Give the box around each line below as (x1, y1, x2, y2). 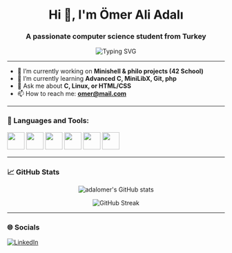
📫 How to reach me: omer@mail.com (17, 90, 126, 98)
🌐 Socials (7, 223, 40, 232)
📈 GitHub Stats (7, 167, 60, 176)
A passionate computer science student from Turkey (26, 32, 206, 41)
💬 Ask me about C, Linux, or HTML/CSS (17, 82, 131, 90)
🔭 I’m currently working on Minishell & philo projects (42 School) (17, 67, 204, 75)
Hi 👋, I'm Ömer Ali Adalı (48, 7, 184, 23)
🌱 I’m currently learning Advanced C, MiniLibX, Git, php (17, 75, 177, 83)
